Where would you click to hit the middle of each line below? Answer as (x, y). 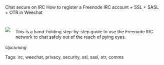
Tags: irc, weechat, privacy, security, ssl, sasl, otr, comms (64, 57)
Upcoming (16, 47)
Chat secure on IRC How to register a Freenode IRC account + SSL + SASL (82, 7)
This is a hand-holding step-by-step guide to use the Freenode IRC (84, 32)
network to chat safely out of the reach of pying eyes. (71, 37)
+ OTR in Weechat (24, 12)
